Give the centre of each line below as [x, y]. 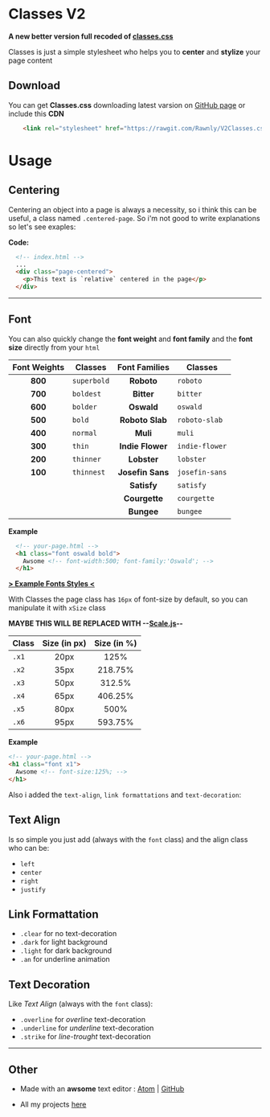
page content [31, 60]
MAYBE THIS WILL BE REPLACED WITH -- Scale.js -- [96, 623]
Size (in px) [64, 643]
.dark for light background [64, 942]
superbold [91, 380]
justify [33, 889]
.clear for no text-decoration [68, 934]
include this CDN [36, 113]
